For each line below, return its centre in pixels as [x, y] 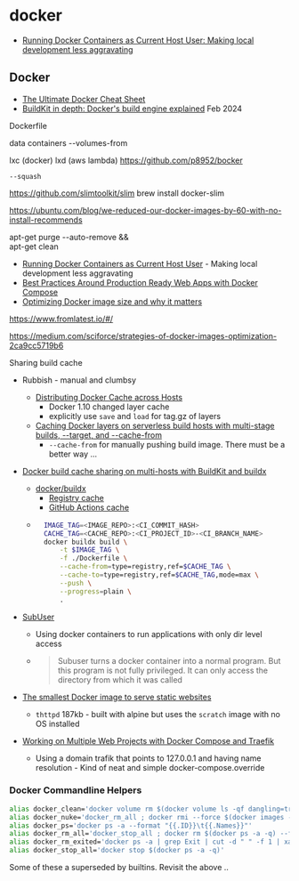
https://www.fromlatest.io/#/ [61, 319]
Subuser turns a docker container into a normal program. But [169, 660]
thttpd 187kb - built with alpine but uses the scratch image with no [158, 714]
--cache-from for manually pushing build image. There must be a [167, 444]
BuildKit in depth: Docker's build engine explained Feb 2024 [132, 109]
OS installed [57, 723]
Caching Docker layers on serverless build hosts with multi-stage [155, 425]
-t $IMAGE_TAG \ [89, 550]
